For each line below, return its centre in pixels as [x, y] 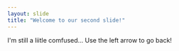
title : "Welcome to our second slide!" [66, 20]
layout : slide [28, 14]
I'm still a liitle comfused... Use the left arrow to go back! [90, 40]
